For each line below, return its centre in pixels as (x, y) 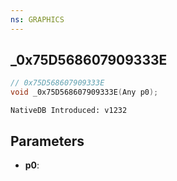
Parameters (47, 141)
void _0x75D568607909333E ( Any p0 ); (84, 92)
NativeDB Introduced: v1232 (69, 111)
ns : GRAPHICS (37, 19)
